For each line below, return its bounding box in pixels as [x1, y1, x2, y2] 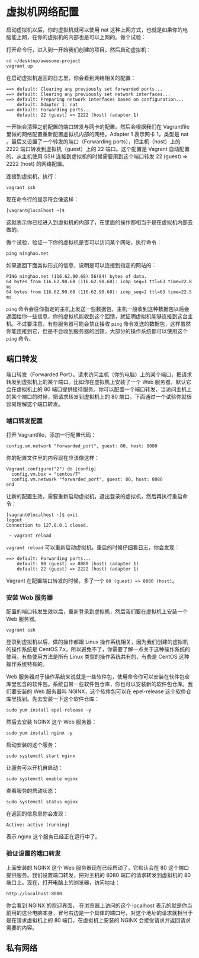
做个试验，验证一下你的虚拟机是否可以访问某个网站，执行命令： [6, 238, 162, 246]
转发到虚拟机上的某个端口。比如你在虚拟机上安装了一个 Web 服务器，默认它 [6, 378, 191, 385]
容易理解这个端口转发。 [6, 400, 63, 408]
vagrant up [6, 63, 33, 69]
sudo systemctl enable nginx [6, 776, 78, 782]
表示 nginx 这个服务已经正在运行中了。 [6, 833, 101, 840]
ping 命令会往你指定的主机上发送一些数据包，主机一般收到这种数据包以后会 [6, 305, 190, 312]
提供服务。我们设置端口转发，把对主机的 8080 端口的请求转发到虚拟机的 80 [6, 872, 191, 879]
